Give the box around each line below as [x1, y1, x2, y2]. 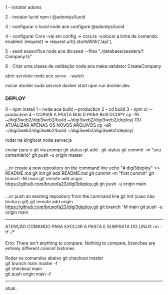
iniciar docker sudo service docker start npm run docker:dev [5, 82, 130, 88]
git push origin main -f [5, 271, 51, 277]
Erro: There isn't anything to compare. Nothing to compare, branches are [5, 240, 155, 246]
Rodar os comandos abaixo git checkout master [5, 255, 104, 261]
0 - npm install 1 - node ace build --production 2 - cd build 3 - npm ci [5, 106, 148, 112]
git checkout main [5, 266, 42, 272]
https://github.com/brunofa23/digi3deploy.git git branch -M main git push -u [5, 204, 163, 210]
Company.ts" [5, 53, 32, 59]
